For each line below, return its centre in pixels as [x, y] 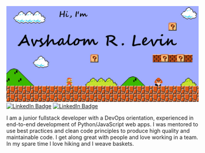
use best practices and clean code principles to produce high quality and [98, 131]
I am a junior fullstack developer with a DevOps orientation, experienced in [100, 118]
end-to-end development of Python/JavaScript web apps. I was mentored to [102, 124]
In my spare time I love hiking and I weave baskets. [70, 144]
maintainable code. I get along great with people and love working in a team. [102, 137]
